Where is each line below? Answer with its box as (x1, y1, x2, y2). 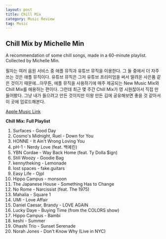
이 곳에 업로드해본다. (5, 99, 45, 105)
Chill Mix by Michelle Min (5, 39, 84, 47)
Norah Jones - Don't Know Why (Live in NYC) (12, 228, 106, 235)
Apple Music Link (5, 109, 41, 115)
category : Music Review (5, 16, 55, 21)
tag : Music (5, 21, 28, 26)
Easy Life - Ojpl (12, 171, 44, 177)
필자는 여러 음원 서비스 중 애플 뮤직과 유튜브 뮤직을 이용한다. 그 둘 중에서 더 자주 (5, 68, 160, 74)
